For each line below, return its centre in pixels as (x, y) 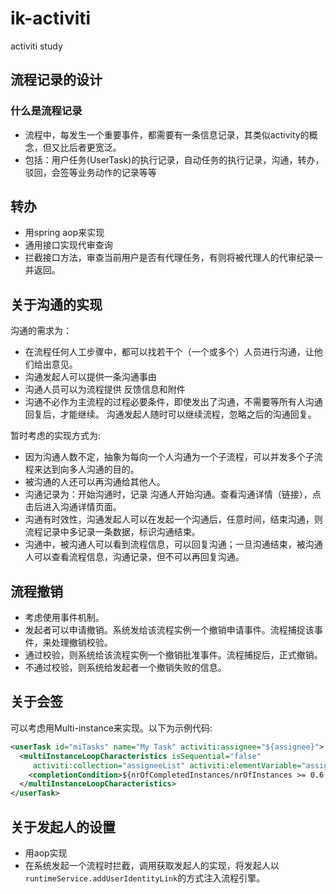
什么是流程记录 (46, 111)
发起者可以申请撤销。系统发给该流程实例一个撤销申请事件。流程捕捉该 (169, 630)
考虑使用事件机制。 (64, 618)
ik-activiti (51, 18)
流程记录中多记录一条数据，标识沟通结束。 (112, 532)
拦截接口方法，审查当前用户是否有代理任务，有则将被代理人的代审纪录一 (173, 258)
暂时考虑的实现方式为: (56, 436)
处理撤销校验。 (82, 643)
